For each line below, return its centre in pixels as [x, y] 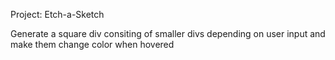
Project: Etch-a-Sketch [57, 14]
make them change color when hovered [92, 44]
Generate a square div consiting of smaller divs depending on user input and [168, 33]
